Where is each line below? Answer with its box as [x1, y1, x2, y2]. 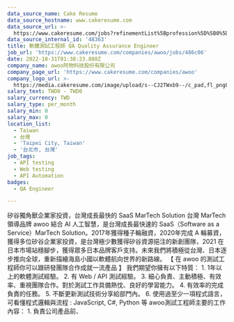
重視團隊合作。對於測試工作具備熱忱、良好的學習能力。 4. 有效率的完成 [19, 281, 224, 289]
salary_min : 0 [7, 107, 49, 114]
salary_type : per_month [7, 101, 77, 108]
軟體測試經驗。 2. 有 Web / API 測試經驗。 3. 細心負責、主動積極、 [19, 273, 210, 281]
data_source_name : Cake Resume [7, 10, 98, 17]
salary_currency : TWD [7, 95, 70, 102]
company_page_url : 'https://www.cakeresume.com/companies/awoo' [7, 68, 198, 75]
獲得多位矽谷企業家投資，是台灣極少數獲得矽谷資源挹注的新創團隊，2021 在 [7, 238, 224, 246]
